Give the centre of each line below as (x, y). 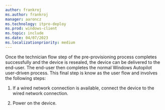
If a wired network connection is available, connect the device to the (83, 88)
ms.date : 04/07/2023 (27, 38)
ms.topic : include (24, 33)
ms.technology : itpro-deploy (36, 24)
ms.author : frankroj (27, 15)
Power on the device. (34, 103)
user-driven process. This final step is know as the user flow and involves (81, 73)
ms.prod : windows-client (31, 29)
